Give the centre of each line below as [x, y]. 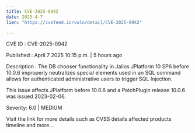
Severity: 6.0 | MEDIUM [34, 108]
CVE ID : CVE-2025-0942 [37, 44]
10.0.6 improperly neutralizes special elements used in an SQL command [93, 73]
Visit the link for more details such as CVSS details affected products [89, 119]
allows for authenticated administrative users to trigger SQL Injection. [89, 79]
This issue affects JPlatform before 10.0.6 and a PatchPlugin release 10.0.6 [96, 90]
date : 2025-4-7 [25, 17]
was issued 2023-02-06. [36, 96]
